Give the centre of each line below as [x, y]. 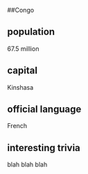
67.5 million [23, 49]
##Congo [21, 10]
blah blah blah [27, 165]
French [17, 126]
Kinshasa [20, 87]
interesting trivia [44, 148]
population [31, 32]
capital [23, 71]
